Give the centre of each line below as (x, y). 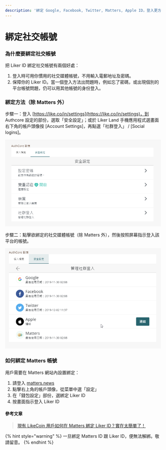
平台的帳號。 (18, 241)
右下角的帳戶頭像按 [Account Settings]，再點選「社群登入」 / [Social (75, 126)
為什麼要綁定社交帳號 (30, 53)
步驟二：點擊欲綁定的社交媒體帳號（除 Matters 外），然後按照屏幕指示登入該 (82, 235)
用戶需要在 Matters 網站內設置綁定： (42, 372)
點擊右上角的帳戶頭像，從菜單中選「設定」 (56, 389)
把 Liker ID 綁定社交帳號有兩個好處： (42, 65)
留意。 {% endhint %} (31, 442)
